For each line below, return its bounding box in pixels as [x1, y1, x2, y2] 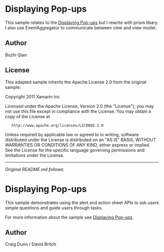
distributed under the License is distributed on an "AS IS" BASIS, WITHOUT [5, 137, 156, 143]
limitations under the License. [5, 152, 64, 158]
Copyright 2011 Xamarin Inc [5, 94, 60, 100]
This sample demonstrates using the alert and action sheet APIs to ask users [5, 199, 159, 206]
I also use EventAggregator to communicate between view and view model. [5, 24, 157, 30]
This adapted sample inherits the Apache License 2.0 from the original [5, 79, 146, 85]
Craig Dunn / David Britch [5, 241, 57, 247]
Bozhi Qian [5, 52, 27, 58]
